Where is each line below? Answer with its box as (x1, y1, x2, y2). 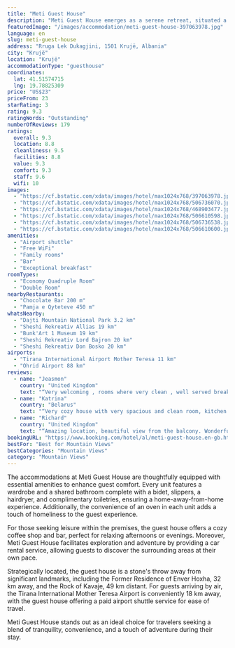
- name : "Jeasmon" (13, 375, 68, 382)
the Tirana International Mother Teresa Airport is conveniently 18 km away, (7, 590, 222, 598)
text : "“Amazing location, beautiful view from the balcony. (20, 427, 201, 435)
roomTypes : (7, 271, 39, 278)
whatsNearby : (7, 310, 45, 318)
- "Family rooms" (13, 252, 64, 259)
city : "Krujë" (7, 50, 49, 57)
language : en (7, 29, 45, 37)
